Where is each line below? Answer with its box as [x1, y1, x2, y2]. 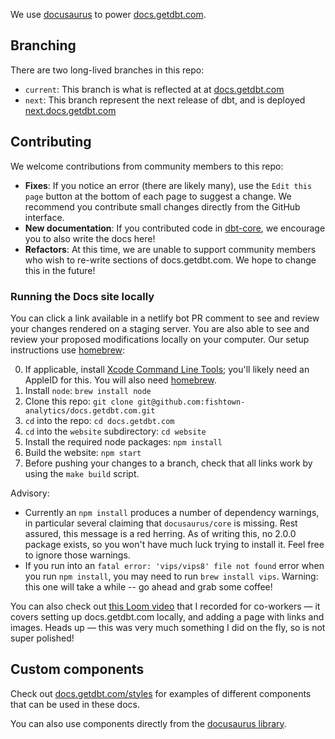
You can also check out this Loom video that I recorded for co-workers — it [10, 600, 321, 612]
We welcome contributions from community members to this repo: [10, 160, 284, 172]
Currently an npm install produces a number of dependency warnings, [24, 506, 320, 518]
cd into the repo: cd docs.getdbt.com [24, 414, 175, 426]
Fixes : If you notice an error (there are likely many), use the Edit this [24, 179, 313, 191]
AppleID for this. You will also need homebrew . [24, 374, 217, 386]
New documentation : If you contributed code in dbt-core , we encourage [24, 222, 326, 234]
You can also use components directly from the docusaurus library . [10, 717, 287, 729]
